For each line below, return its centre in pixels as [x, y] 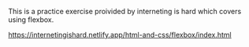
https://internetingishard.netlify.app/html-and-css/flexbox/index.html [120, 35]
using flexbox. [31, 20]
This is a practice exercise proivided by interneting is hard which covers [125, 11]
